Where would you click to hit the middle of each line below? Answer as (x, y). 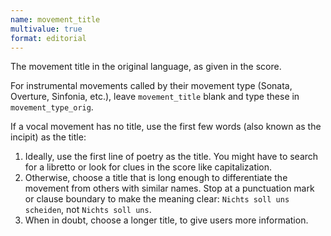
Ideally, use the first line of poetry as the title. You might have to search (171, 157)
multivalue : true (46, 29)
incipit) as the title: (48, 137)
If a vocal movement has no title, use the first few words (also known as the (166, 127)
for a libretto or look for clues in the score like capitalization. (148, 167)
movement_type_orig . (52, 107)
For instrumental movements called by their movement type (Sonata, (151, 86)
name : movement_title (55, 19)
